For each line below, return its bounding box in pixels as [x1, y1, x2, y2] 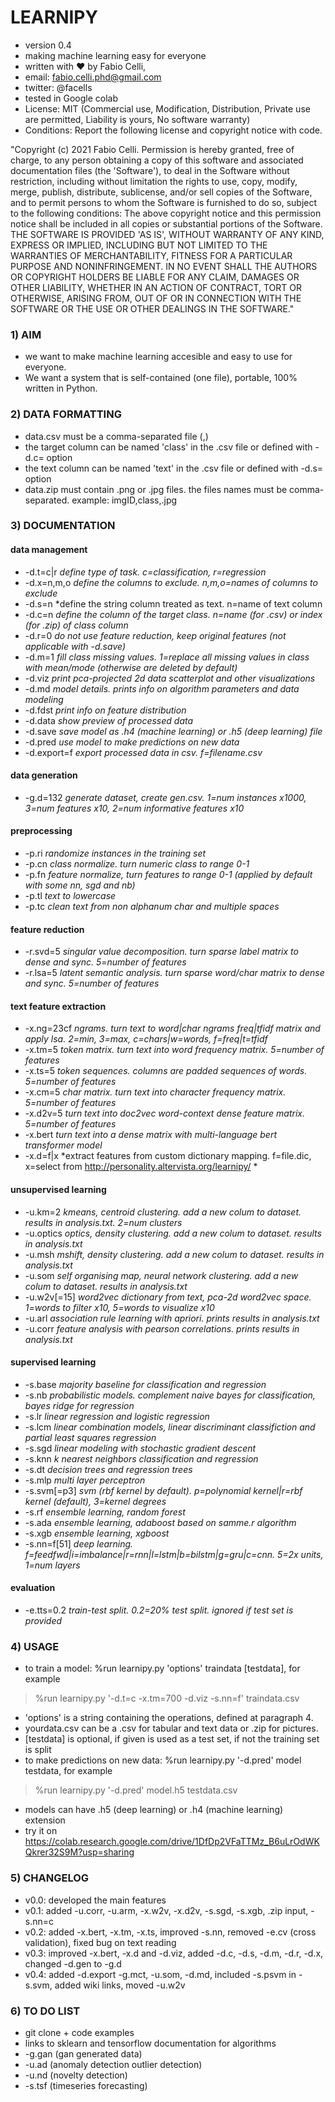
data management [10, 544, 88, 556]
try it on [24, 1825, 58, 1837]
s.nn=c [24, 1915, 55, 1927]
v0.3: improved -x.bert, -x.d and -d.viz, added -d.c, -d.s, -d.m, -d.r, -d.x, [24, 1947, 324, 1959]
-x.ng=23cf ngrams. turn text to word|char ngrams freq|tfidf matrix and [24, 1022, 321, 1035]
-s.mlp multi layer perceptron [24, 1474, 146, 1486]
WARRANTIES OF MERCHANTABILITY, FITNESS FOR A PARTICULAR [10, 249, 293, 261]
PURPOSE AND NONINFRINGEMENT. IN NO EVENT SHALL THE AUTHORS [10, 260, 318, 272]
